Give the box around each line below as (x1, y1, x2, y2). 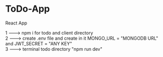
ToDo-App (5, 3, 50, 15)
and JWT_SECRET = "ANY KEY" (5, 40, 72, 46)
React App (5, 20, 28, 26)
